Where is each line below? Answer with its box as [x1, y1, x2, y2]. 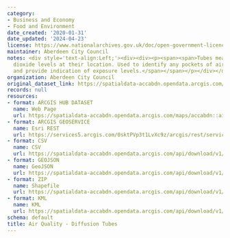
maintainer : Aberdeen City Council [7, 49, 109, 56]
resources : [7, 93, 38, 100]
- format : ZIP [7, 176, 48, 182]
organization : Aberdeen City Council [7, 73, 115, 81]
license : [7, 42, 32, 49]
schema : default [7, 214, 53, 221]
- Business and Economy [7, 16, 75, 23]
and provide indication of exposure [13, 67, 118, 74]
